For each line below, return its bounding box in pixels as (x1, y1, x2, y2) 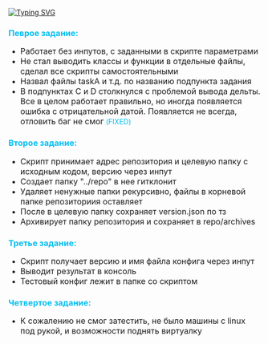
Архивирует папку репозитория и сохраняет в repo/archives (19, 216, 256, 227)
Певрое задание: (8, 27, 79, 38)
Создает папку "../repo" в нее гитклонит (19, 176, 177, 187)
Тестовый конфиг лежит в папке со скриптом (19, 275, 198, 286)
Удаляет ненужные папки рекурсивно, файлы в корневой (19, 185, 246, 196)
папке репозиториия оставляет (19, 196, 143, 207)
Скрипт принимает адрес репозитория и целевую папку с (19, 156, 249, 167)
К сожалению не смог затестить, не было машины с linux (19, 315, 246, 326)
